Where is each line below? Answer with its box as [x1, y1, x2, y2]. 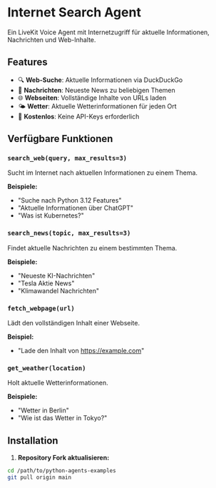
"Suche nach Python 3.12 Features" [17, 196, 122, 205]
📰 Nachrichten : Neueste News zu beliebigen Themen [17, 86, 176, 94]
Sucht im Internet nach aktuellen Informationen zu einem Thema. [7, 168, 198, 177]
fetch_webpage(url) [7, 304, 75, 312]
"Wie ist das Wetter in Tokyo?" [17, 414, 108, 422]
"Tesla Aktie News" [17, 279, 75, 288]
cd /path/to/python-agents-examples [7, 467, 116, 474]
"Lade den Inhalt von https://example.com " [17, 347, 145, 355]
